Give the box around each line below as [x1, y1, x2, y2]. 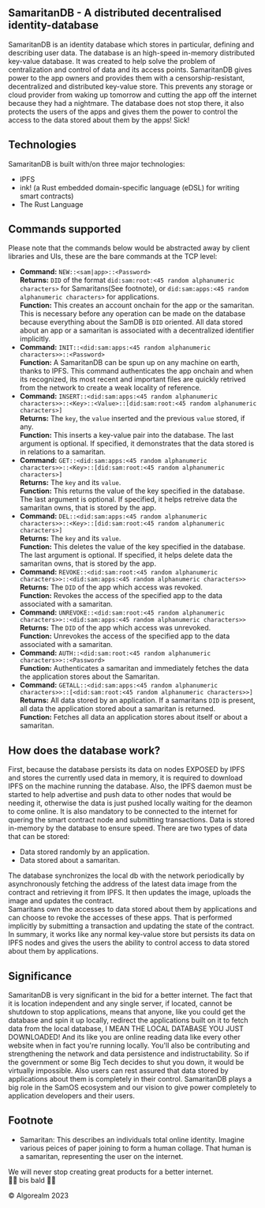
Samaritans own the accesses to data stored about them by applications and [8, 905, 257, 914]
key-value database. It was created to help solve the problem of [8, 56, 215, 66]
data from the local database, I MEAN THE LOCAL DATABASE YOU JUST [8, 1024, 244, 1033]
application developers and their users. [8, 1091, 136, 1101]
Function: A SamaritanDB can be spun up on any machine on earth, [19, 358, 241, 367]
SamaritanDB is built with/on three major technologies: [8, 159, 185, 168]
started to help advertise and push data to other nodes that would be [8, 790, 232, 800]
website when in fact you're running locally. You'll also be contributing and [8, 1041, 251, 1050]
